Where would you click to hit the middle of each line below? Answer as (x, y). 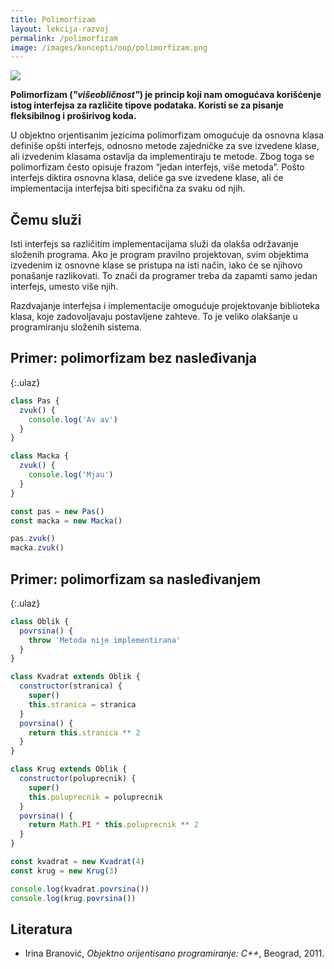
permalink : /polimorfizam (64, 38)
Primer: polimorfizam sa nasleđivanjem (136, 579)
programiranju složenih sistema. (76, 327)
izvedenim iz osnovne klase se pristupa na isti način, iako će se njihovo (156, 265)
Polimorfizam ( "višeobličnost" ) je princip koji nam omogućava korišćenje (166, 95)
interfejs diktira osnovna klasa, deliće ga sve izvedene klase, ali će (147, 178)
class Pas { (35, 401)
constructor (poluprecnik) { (78, 779)
